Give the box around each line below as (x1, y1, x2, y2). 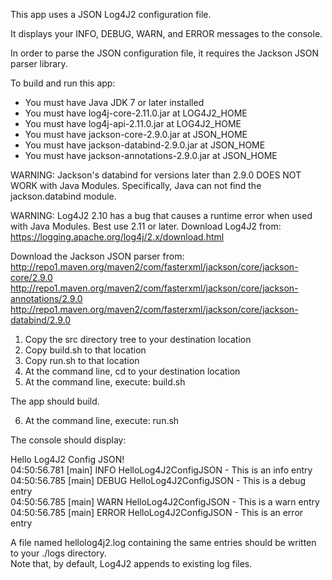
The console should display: (10, 434, 127, 446)
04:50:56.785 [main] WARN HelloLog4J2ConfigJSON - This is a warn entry (10, 496, 320, 508)
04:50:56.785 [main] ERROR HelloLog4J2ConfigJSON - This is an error (10, 507, 304, 518)
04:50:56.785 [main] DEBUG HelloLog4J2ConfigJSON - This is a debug (10, 475, 307, 486)
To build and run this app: (10, 77, 116, 89)
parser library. (10, 58, 68, 69)
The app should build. (10, 395, 100, 407)
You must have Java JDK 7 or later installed (24, 97, 205, 108)
